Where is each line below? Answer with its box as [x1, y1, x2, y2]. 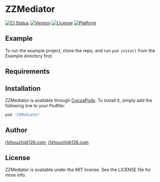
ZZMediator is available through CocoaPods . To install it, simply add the [5, 97, 153, 103]
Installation [5, 84, 41, 92]
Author [5, 126, 27, 135]
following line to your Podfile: [5, 102, 65, 108]
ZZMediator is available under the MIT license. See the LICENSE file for [5, 167, 151, 173]
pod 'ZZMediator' [5, 112, 41, 117]
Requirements [5, 67, 50, 76]
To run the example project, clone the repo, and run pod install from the [5, 47, 156, 53]
